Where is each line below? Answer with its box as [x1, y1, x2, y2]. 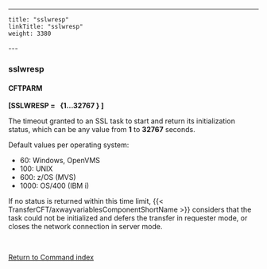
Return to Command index [8, 252, 94, 263]
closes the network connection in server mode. [8, 222, 163, 232]
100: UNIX [19, 164, 53, 173]
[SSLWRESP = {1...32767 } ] [8, 101, 105, 111]
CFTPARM [8, 83, 43, 92]
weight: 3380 [8, 29, 52, 37]
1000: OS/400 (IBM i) [19, 181, 90, 191]
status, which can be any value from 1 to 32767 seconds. [8, 125, 196, 134]
